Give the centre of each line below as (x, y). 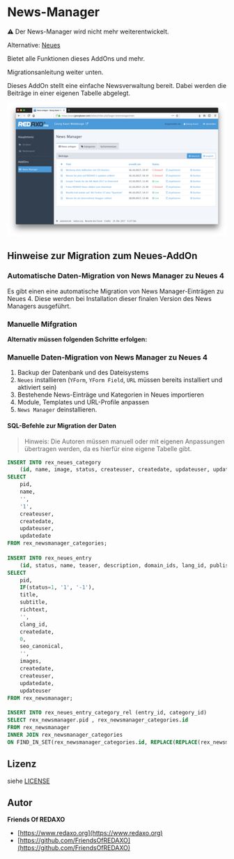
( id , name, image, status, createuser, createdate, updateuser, (115, 470)
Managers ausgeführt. (39, 306)
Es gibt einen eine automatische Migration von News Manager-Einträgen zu (116, 291)
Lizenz (22, 764)
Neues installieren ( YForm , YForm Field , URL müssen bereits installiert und (120, 380)
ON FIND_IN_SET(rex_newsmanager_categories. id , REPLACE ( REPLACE (102, 742)
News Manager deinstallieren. (57, 410)
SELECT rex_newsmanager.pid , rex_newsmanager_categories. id (98, 720)
